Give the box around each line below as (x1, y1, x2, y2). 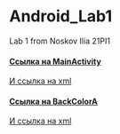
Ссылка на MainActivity (9, 56, 102, 67)
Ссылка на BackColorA (9, 96, 98, 106)
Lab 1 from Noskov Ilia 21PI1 (9, 35, 111, 46)
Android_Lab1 (9, 6, 113, 27)
